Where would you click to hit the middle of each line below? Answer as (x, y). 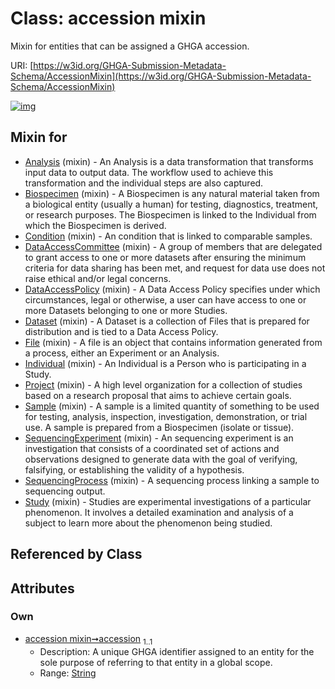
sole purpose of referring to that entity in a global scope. (156, 662)
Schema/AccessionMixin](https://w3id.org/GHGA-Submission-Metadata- (161, 76)
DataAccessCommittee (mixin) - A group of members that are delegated (173, 246)
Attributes (42, 588)
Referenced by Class (76, 554)
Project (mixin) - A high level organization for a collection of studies (163, 384)
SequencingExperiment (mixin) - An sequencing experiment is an (159, 438)
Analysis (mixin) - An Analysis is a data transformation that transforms (169, 161)
